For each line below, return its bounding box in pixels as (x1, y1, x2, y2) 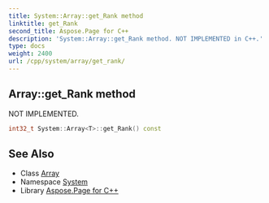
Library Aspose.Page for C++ (20, 186, 119, 196)
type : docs (8, 42, 46, 50)
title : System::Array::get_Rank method (8, 11, 144, 20)
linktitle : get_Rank (8, 19, 79, 28)
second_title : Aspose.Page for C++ (8, 27, 129, 35)
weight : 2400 (8, 50, 53, 58)
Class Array (20, 168, 59, 179)
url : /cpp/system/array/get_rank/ (8, 58, 126, 66)
